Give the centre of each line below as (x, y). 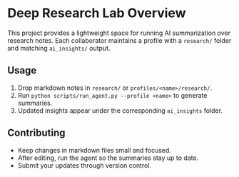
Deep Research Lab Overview (97, 13)
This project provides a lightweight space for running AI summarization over (119, 33)
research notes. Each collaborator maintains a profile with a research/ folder (119, 40)
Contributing (36, 133)
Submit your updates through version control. (85, 165)
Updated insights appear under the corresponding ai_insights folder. (120, 110)
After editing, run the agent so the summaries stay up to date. (108, 158)
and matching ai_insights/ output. (59, 48)
